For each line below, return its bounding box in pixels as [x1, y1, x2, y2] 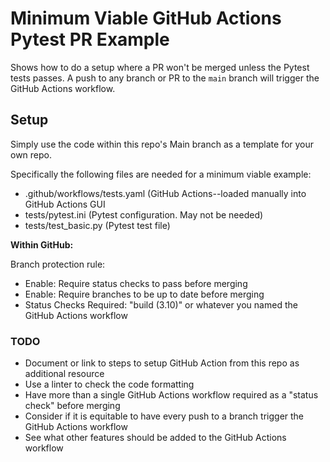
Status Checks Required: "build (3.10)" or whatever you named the [24, 298, 298, 311]
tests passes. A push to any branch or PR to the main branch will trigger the [10, 72, 320, 84]
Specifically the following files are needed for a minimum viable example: [10, 168, 312, 180]
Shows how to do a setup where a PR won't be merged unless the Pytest [10, 61, 310, 73]
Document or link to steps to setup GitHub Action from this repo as [24, 357, 300, 369]
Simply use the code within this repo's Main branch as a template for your [10, 138, 315, 150]
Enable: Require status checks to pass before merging [24, 277, 248, 289]
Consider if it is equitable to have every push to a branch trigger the [24, 410, 305, 422]
